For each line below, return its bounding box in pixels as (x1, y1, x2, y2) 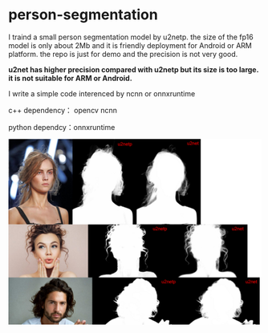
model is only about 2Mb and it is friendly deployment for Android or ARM (8, 40, 253, 50)
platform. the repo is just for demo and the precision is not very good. (8, 49, 238, 59)
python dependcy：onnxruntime (8, 122, 116, 132)
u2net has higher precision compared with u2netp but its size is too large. (8, 64, 259, 74)
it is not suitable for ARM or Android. (8, 73, 132, 83)
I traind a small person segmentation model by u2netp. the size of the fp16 (8, 32, 254, 42)
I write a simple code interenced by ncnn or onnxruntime (8, 88, 196, 98)
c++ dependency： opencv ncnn (8, 105, 118, 115)
